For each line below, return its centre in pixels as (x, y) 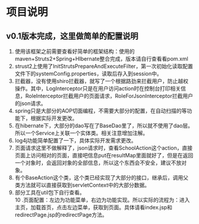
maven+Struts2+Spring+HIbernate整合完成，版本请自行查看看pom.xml (101, 59)
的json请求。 (30, 103)
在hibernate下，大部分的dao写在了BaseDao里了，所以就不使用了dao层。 (104, 126)
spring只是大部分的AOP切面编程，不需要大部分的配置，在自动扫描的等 (101, 111)
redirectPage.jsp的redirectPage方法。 (61, 215)
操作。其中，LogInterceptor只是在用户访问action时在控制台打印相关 (98, 89)
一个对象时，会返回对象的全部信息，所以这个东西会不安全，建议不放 (98, 163)
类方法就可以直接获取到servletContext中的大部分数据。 (82, 185)
